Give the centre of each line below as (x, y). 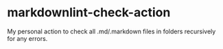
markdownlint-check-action (89, 13)
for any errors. (27, 38)
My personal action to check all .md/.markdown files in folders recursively (111, 31)
